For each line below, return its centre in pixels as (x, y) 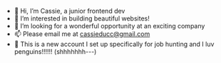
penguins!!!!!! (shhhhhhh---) (55, 52)
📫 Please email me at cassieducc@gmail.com (82, 34)
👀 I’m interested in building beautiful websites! (82, 18)
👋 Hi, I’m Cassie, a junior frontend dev (70, 11)
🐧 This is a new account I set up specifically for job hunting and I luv (114, 44)
